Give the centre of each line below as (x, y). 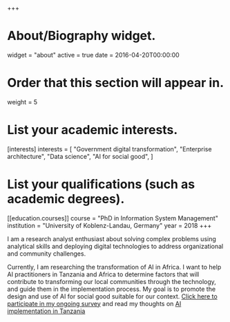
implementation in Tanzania (46, 311)
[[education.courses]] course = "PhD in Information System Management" (113, 218)
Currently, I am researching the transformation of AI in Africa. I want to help (114, 267)
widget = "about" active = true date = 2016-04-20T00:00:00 (93, 55)
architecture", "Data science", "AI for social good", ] (80, 156)
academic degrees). (66, 199)
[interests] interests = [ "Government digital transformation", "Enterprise (109, 149)
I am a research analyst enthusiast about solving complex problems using (112, 238)
